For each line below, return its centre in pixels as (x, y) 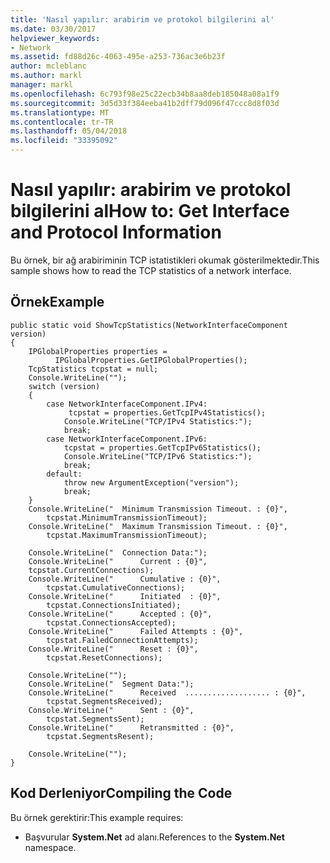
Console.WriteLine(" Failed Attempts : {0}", (136, 631)
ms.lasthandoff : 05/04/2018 (69, 131)
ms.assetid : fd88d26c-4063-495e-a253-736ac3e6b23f (118, 57)
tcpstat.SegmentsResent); (100, 736)
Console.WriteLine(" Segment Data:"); (111, 684)
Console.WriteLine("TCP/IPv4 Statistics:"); (158, 421)
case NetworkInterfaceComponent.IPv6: (127, 439)
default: (64, 474)
